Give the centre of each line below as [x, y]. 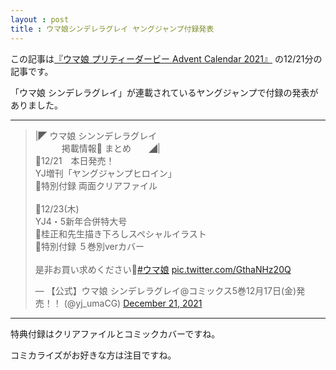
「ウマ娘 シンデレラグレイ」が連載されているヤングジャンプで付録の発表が [164, 92]
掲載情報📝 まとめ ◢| [111, 148]
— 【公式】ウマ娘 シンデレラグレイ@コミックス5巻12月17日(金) [165, 290]
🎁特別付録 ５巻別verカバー [89, 246]
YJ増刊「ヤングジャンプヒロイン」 [105, 173]
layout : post [40, 19]
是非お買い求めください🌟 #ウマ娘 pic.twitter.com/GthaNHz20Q [163, 269]
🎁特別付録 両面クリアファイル [96, 185]
